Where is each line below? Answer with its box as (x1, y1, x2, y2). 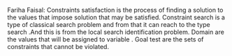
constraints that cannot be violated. (7, 43, 110, 50)
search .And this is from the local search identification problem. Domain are (7, 28, 225, 36)
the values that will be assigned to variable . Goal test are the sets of (7, 35, 204, 44)
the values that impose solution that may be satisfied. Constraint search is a (7, 13, 226, 21)
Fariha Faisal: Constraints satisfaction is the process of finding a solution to (7, 6, 224, 14)
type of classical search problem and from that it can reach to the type (7, 21, 211, 28)
